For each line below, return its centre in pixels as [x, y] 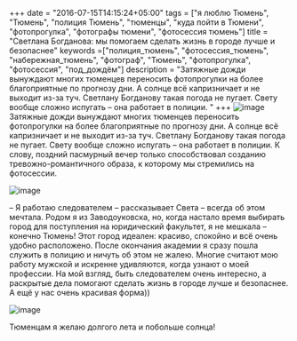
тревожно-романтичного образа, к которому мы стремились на [132, 164]
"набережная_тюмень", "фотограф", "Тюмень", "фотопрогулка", [130, 60]
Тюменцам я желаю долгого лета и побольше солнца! [112, 327]
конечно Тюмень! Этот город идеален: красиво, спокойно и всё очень [144, 236]
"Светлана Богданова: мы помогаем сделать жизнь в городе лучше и [142, 41]
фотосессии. [33, 173]
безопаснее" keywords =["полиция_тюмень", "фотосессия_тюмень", [139, 51]
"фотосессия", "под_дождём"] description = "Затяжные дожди [128, 69]
